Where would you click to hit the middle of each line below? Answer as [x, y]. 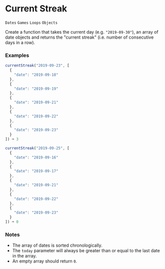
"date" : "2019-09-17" [36, 171]
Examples [17, 55]
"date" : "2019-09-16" [36, 157]
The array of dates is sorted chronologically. [57, 245]
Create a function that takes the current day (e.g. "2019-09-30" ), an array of [82, 32]
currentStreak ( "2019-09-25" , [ [37, 148]
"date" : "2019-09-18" [36, 75]
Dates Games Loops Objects [31, 23]
